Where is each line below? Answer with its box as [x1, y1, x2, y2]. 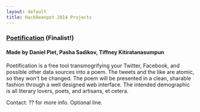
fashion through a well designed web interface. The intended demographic [6, 81, 190, 88]
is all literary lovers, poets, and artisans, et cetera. [6, 87, 129, 94]
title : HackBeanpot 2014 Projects [6, 14, 93, 20]
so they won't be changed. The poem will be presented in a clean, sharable [6, 74, 191, 82]
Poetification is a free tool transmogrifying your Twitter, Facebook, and [6, 62, 180, 69]
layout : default [6, 8, 47, 15]
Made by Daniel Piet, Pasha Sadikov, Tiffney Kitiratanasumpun [6, 49, 165, 56]
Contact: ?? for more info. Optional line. [6, 99, 103, 106]
